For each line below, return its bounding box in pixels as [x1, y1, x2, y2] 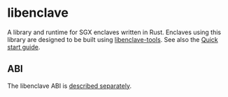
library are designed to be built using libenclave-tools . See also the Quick [7, 35, 218, 43]
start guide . [7, 43, 41, 51]
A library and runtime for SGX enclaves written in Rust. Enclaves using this [7, 28, 222, 36]
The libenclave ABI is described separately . [7, 82, 131, 90]
